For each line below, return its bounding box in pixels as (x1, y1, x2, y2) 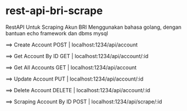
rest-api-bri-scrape (5, 4, 103, 18)
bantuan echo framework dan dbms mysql (5, 29, 108, 36)
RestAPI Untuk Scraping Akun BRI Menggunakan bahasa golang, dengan (5, 23, 182, 31)
